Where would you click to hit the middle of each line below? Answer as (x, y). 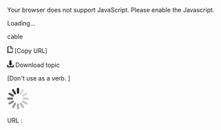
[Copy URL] (31, 51)
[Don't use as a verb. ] (39, 78)
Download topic (38, 65)
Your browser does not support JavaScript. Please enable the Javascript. (111, 10)
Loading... (21, 23)
